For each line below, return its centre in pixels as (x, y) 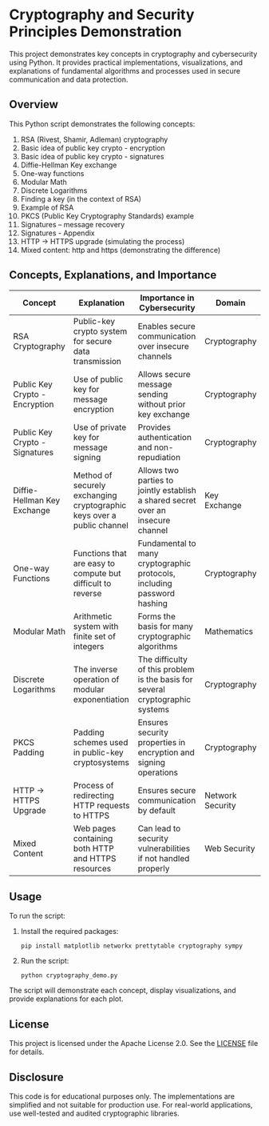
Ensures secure (167, 790)
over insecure (164, 346)
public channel (101, 525)
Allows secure (164, 374)
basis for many (166, 626)
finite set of (95, 636)
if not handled (164, 858)
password (156, 593)
